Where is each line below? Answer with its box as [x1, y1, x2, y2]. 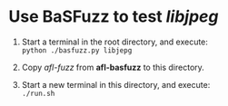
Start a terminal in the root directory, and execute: [21, 36, 208, 47]
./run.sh [21, 89, 55, 98]
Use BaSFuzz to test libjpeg [8, 6, 219, 27]
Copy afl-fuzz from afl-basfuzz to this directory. [21, 62, 205, 72]
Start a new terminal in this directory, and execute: [21, 79, 211, 90]
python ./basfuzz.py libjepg [21, 45, 133, 55]
